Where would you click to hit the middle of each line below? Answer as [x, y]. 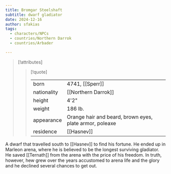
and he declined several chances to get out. [51, 165]
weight [41, 108]
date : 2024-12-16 [24, 19]
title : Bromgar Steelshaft [34, 10]
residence [45, 131]
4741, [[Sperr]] [85, 83]
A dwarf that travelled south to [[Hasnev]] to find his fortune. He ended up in [85, 144]
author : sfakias [22, 24]
